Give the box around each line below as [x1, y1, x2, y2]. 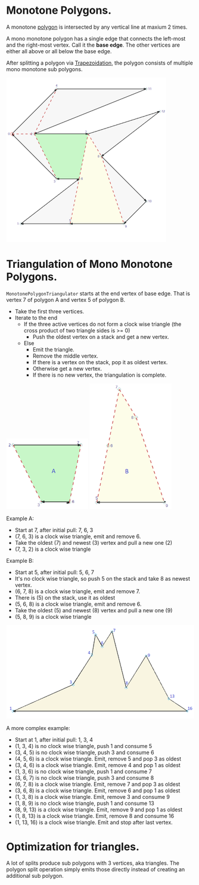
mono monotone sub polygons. [6, 65, 83, 72]
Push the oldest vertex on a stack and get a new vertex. [32, 333, 170, 340]
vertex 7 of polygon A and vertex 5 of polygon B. [6, 296, 126, 303]
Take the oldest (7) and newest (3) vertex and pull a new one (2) [14, 539, 173, 546]
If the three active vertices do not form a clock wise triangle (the [23, 321, 182, 328]
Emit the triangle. [32, 346, 74, 353]
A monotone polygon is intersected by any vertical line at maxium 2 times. [6, 23, 188, 30]
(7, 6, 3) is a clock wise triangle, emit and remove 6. [14, 533, 141, 540]
